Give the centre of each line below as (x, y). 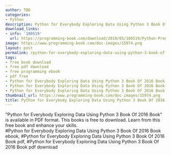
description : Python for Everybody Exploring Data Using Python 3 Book (83, 24)
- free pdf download (27, 67)
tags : (11, 57)
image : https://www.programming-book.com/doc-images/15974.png (74, 43)
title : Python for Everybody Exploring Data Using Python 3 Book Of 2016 (85, 100)
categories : (18, 15)
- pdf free (17, 76)
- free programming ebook (33, 72)
